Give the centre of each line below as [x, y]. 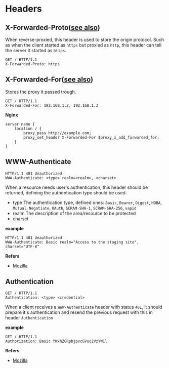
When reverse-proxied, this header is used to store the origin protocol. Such [85, 39]
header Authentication [29, 318]
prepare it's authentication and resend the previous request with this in [79, 312]
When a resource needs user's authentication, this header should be [77, 187]
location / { [28, 129]
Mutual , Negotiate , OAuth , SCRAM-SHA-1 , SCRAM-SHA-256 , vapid [74, 208]
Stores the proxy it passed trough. [41, 92]
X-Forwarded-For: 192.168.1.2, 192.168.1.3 [52, 105]
